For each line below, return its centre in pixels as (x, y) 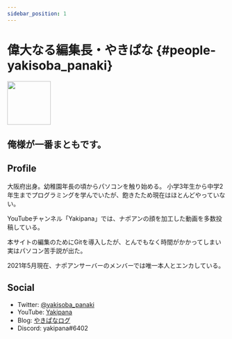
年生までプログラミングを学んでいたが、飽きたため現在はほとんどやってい (113, 195)
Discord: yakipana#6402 (53, 328)
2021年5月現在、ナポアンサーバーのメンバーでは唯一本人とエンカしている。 (116, 265)
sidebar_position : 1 (37, 14)
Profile (22, 169)
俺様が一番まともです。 (57, 144)
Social (21, 288)
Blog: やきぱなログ (44, 320)
